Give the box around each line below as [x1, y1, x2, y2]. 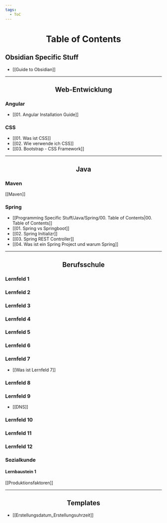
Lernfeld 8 [5, 379, 31, 386]
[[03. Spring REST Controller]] [12, 236, 74, 242]
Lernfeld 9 [5, 393, 31, 400]
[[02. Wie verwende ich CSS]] [12, 140, 74, 147]
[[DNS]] [12, 404, 28, 410]
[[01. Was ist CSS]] [12, 135, 51, 141]
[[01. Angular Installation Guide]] [12, 111, 79, 117]
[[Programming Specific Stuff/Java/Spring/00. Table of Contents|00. [12, 215, 153, 221]
